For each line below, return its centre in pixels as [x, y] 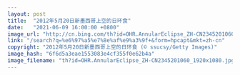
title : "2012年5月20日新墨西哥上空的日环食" [69, 21]
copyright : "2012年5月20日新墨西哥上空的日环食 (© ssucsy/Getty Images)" [112, 47]
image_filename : [31, 61]
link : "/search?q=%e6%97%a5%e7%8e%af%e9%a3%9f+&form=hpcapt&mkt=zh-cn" [116, 41]
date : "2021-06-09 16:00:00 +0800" [64, 27]
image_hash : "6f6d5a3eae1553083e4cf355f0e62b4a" [81, 54]
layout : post [27, 14]
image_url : [24, 34]
